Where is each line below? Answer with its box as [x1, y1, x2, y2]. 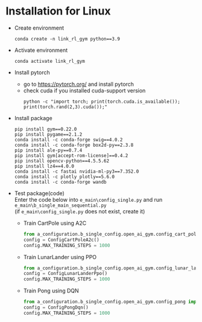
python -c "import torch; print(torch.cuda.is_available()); [23, 98, 180, 105]
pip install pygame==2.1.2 [14, 131, 83, 137]
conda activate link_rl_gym [14, 58, 85, 64]
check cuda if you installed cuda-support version [23, 86, 146, 94]
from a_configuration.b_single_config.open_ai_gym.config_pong [23, 299, 186, 305]
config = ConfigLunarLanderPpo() [23, 271, 108, 277]
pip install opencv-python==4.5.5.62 [14, 158, 110, 164]
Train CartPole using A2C [23, 219, 87, 227]
